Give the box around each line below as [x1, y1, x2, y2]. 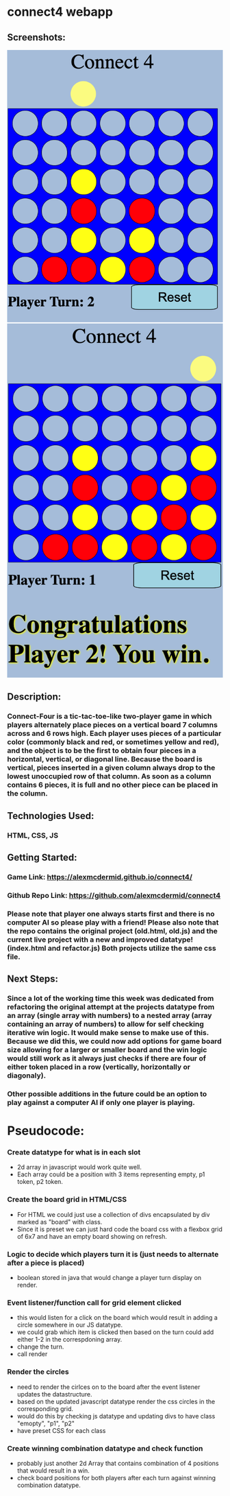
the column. [7, 789, 48, 798]
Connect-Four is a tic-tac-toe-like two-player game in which [7, 711, 212, 721]
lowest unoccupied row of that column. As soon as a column [7, 772, 212, 781]
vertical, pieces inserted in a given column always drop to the [7, 763, 216, 772]
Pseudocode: [7, 1123, 85, 1139]
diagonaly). [7, 1071, 47, 1080]
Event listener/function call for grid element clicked [7, 1298, 181, 1307]
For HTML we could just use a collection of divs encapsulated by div [16, 1210, 210, 1218]
